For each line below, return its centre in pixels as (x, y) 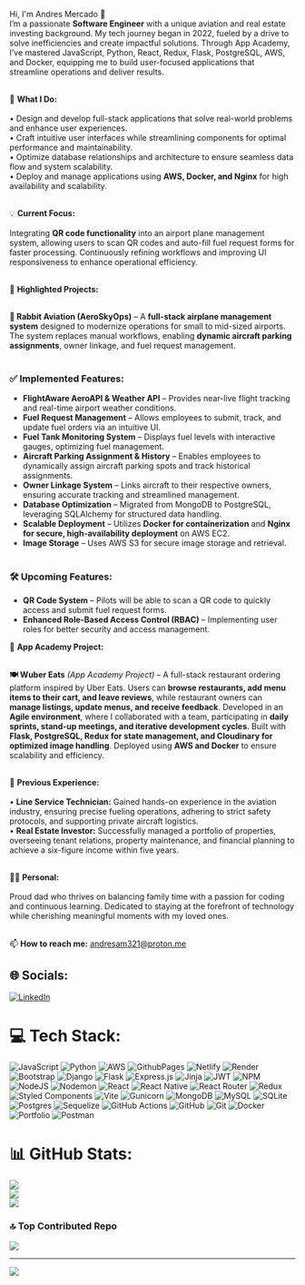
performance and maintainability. (71, 147)
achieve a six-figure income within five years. (94, 850)
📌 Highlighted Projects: (54, 289)
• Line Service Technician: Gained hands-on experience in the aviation (143, 801)
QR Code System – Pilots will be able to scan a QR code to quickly (146, 600)
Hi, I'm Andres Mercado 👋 (58, 14)
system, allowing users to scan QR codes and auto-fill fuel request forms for (152, 242)
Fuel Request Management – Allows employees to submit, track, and (152, 418)
